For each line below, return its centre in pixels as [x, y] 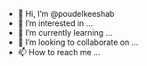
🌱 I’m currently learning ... [65, 33]
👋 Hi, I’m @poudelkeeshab [66, 14]
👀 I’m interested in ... [55, 23]
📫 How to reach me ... [59, 52]
